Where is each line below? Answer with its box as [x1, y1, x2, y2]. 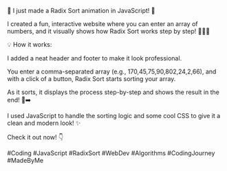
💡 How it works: [7, 41, 52, 48]
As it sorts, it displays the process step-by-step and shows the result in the [7, 88, 220, 96]
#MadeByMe [7, 157, 44, 164]
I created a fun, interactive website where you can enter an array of [7, 20, 198, 27]
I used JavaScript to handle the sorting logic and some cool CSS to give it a [7, 112, 221, 119]
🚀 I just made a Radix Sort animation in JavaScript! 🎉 [7, 7, 155, 14]
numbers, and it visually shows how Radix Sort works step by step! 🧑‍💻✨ [7, 27, 210, 35]
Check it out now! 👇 [7, 133, 64, 141]
